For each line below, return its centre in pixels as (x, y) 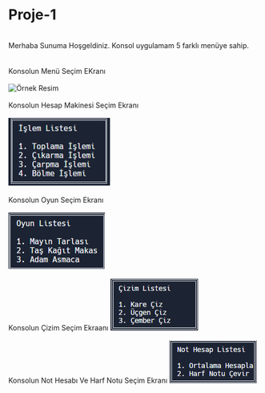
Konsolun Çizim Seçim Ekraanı (58, 327)
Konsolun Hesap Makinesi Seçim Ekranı (73, 105)
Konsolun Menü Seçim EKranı (57, 71)
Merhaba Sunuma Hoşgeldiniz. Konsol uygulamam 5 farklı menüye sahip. (129, 45)
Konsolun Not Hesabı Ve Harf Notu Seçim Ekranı (88, 380)
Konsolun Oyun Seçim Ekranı (56, 200)
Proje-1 (32, 15)
